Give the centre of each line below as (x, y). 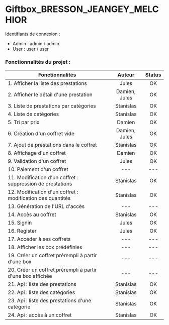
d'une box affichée (30, 276)
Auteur (126, 75)
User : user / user (31, 49)
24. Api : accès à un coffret (40, 315)
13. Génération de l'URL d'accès (46, 206)
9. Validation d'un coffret (37, 161)
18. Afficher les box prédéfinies (45, 247)
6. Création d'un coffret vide (41, 134)
